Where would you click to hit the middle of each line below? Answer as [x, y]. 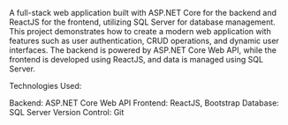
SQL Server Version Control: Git [67, 112]
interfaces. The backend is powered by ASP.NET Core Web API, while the [143, 50]
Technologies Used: [45, 86]
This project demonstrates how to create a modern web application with [140, 31]
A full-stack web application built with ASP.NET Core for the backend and [143, 13]
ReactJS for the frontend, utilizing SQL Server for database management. [142, 22]
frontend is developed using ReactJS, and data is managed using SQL [136, 59]
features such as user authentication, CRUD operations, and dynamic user [144, 40]
